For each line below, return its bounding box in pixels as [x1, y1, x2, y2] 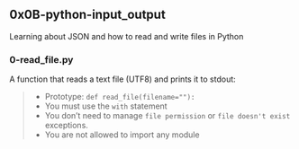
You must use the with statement [44, 101, 168, 111]
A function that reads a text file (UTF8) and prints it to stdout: [9, 74, 236, 84]
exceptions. [44, 120, 88, 131]
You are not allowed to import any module [44, 129, 200, 140]
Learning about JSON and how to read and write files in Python [9, 31, 244, 41]
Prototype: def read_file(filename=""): [44, 92, 195, 102]
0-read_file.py [9, 53, 74, 66]
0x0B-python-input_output [9, 7, 167, 22]
